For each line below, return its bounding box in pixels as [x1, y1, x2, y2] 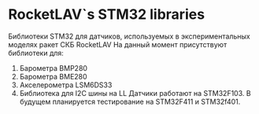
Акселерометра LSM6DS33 [19, 80, 113, 90]
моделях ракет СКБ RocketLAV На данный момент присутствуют [8, 39, 228, 49]
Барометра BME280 [19, 72, 88, 81]
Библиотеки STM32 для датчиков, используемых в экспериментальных [8, 31, 250, 41]
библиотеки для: [8, 48, 65, 57]
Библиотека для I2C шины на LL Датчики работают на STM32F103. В [19, 88, 251, 97]
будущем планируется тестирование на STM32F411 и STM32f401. [19, 97, 241, 106]
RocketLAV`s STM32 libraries [8, 6, 205, 24]
